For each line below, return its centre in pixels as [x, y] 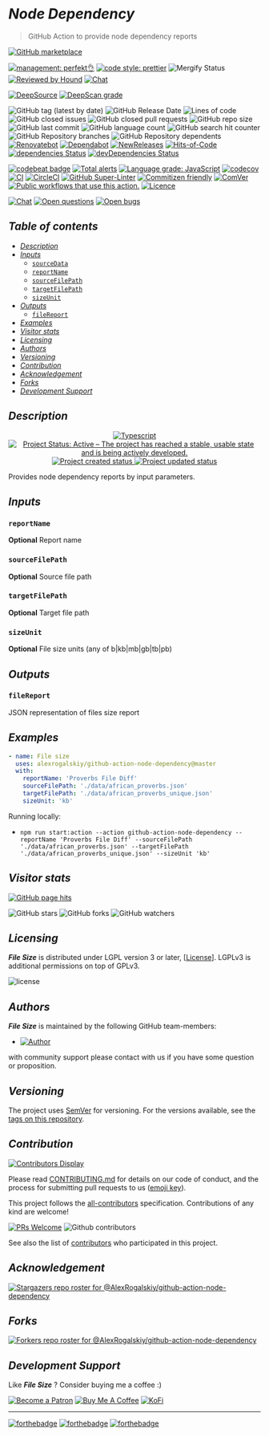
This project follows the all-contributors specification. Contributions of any [131, 1203]
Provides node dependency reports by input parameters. [102, 476]
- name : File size [39, 756]
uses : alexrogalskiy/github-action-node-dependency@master [116, 763]
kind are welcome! [39, 1211]
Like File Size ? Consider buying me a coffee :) [85, 1385]
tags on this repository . [46, 1119]
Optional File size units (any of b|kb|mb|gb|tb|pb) [90, 649]
